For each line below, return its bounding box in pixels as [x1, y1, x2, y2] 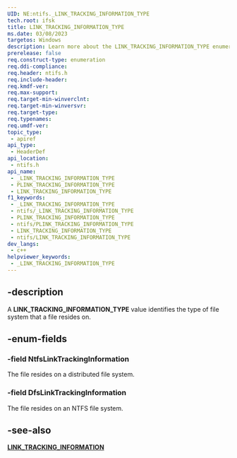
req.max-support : [7, 89, 59, 96]
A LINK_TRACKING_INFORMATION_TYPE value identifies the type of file [7, 305, 220, 313]
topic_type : [7, 129, 42, 136]
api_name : [7, 168, 37, 175]
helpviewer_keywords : [7, 254, 71, 261]
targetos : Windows [7, 37, 61, 44]
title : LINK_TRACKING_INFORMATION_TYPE [7, 23, 125, 30]
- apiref [10, 135, 37, 142]
